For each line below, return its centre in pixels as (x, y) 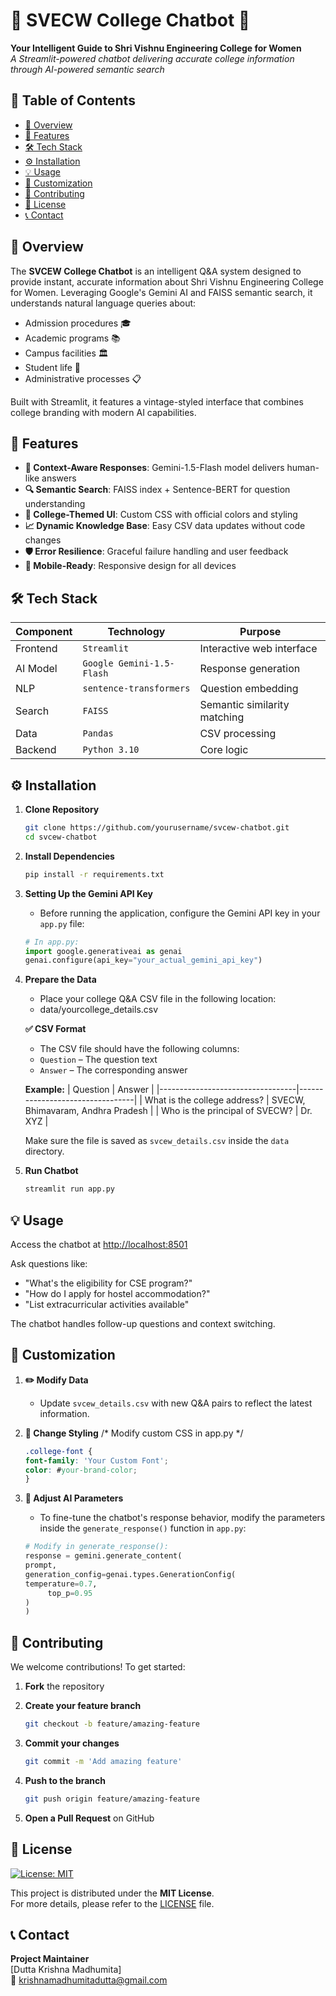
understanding (55, 504)
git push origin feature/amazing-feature (112, 1799)
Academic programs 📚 (72, 338)
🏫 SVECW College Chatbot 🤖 (130, 20)
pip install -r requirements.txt (94, 874)
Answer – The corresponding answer (113, 1070)
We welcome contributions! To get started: (98, 1667)
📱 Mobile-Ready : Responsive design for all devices (130, 566)
